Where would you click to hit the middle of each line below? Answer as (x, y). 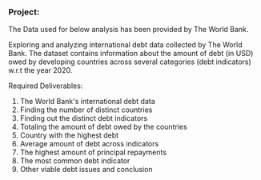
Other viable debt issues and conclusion (86, 170)
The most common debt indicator (75, 161)
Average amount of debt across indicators (89, 144)
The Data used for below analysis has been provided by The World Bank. (128, 30)
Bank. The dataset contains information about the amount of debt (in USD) (131, 54)
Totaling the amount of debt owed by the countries (104, 127)
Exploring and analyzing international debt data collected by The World (125, 45)
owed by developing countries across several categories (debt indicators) (130, 62)
